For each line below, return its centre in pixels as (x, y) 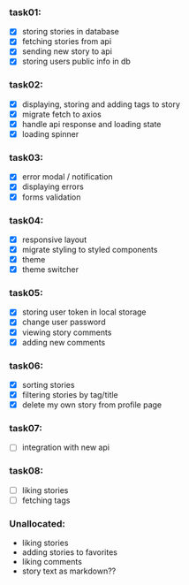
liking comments (52, 562)
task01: (25, 12)
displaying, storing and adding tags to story (101, 104)
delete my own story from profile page (92, 405)
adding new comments (64, 342)
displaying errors (53, 186)
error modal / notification (67, 177)
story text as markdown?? (69, 571)
